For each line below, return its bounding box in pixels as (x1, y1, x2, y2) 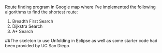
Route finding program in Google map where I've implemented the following (5, 4, 156, 10)
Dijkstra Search (12, 23, 43, 29)
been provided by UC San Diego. (5, 43, 71, 48)
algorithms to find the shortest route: (5, 9, 78, 15)
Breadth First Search (12, 19, 54, 24)
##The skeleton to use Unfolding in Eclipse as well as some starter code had (5, 38, 158, 43)
